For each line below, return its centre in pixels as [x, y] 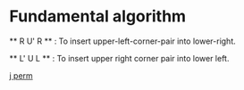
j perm [21, 75]
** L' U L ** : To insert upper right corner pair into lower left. [119, 58]
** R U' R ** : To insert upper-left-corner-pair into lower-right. [122, 41]
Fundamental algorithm [97, 16]
